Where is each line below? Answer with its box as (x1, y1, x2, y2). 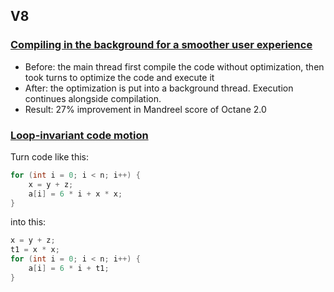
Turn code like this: (10, 150, 89, 163)
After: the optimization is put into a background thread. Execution (24, 82, 294, 94)
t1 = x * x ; (10, 245, 60, 255)
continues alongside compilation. (24, 92, 162, 104)
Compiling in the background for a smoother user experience (10, 38, 313, 52)
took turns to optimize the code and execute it (24, 71, 215, 83)
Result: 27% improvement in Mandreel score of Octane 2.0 (24, 103, 267, 115)
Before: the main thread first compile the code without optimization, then (24, 60, 325, 73)
